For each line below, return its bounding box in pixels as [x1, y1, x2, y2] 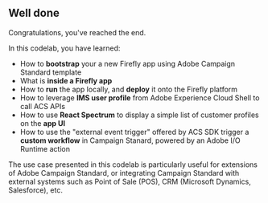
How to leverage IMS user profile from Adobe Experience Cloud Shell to [19, 92, 260, 103]
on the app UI [19, 118, 66, 128]
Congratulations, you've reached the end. [8, 27, 146, 37]
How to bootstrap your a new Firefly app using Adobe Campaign [19, 59, 236, 68]
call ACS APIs [19, 101, 66, 111]
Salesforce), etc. [8, 185, 63, 195]
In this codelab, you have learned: [8, 43, 121, 53]
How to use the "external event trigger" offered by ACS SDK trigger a [19, 127, 249, 136]
